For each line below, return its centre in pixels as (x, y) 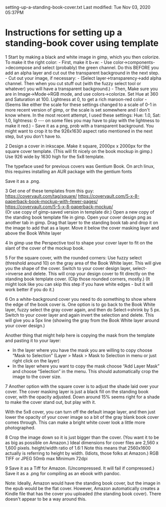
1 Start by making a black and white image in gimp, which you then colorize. (83, 57)
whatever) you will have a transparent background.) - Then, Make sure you (82, 89)
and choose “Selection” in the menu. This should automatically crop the (85, 371)
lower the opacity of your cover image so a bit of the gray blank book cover (82, 417)
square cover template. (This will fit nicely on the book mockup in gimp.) (79, 151)
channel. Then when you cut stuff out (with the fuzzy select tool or (73, 83)
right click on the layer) (36, 361)
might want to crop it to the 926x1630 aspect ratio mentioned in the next (79, 131)
